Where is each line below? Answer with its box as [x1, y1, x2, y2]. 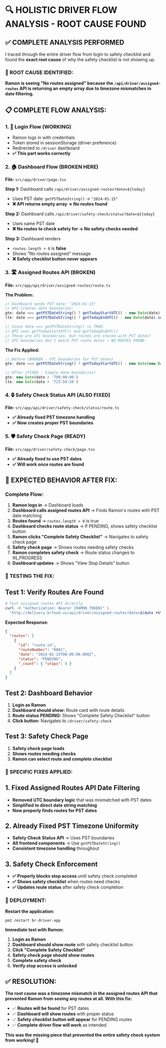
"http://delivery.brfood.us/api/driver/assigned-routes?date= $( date [9, 610, 154, 615]
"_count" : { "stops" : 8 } [18, 661, 72, 666]
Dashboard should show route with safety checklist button [12, 942, 133, 948]
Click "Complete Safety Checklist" [12, 947, 85, 953]
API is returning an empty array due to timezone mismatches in [19, 85, 152, 91]
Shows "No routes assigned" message [12, 251, 91, 257]
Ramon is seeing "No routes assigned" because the [5, 80, 114, 86]
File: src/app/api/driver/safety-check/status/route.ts [5, 405, 120, 411]
